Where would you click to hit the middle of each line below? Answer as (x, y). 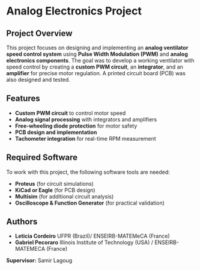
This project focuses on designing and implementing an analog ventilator (97, 48)
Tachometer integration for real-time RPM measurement (85, 138)
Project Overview (39, 33)
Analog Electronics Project (74, 11)
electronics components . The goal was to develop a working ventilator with (100, 60)
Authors (22, 222)
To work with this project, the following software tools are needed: (88, 172)
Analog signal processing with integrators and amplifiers (86, 119)
